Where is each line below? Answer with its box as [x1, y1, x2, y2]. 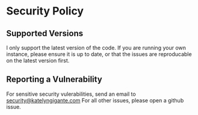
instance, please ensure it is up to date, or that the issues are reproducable [6, 51, 192, 58]
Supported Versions [6, 28, 83, 39]
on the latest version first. [6, 57, 70, 64]
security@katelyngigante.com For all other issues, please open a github [6, 96, 184, 104]
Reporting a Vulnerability [6, 74, 102, 85]
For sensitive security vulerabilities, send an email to [6, 90, 137, 98]
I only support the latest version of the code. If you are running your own [6, 44, 187, 51]
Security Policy [6, 4, 84, 18]
